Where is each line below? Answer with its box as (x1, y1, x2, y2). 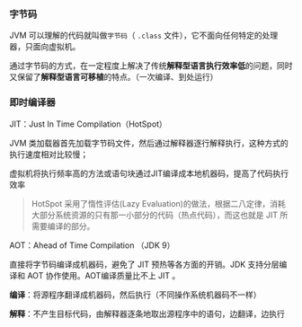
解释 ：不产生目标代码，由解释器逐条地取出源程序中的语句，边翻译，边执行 (9, 308, 285, 319)
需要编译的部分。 (31, 220, 95, 231)
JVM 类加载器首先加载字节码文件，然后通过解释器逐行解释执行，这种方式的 (9, 137, 289, 148)
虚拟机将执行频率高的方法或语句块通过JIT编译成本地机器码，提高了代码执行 (9, 168, 289, 179)
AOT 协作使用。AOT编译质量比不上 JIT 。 (26, 270, 181, 280)
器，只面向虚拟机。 (9, 41, 81, 52)
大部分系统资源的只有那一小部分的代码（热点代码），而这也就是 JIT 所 (31, 209, 289, 220)
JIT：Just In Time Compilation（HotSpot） (9, 119, 168, 129)
